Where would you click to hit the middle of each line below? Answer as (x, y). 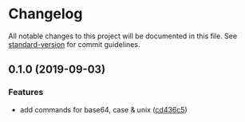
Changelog (45, 14)
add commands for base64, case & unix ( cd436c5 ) (103, 109)
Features (26, 92)
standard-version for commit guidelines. (74, 44)
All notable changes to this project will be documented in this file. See (123, 36)
